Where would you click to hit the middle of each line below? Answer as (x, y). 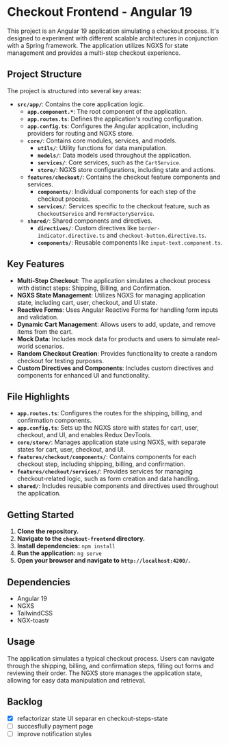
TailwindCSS (35, 613)
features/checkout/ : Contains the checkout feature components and (124, 177)
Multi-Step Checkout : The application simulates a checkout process (113, 280)
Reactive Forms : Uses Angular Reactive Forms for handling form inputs (118, 310)
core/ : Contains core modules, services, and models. (102, 141)
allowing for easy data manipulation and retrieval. (76, 680)
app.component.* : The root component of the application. (107, 111)
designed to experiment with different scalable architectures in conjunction (113, 38)
